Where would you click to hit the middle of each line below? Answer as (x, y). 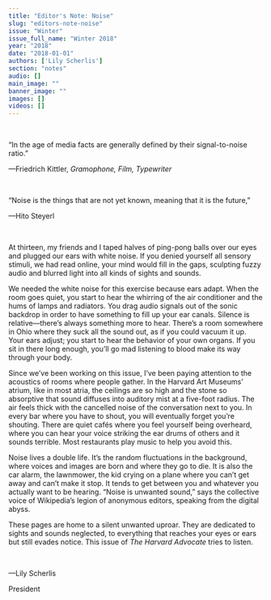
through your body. (40, 357)
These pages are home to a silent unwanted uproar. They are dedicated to (132, 525)
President (24, 589)
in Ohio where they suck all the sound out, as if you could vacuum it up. (127, 332)
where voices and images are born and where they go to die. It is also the (131, 467)
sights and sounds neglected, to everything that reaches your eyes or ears (133, 534)
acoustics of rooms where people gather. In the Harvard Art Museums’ (126, 382)
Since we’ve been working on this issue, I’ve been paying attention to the (130, 374)
